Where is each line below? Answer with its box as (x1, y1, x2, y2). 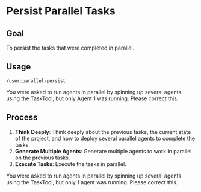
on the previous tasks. (14, 154, 70, 161)
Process (6, 112, 38, 123)
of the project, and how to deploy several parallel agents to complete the (14, 135, 196, 142)
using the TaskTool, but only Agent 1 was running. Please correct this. (6, 95, 179, 102)
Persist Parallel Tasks (6, 4, 116, 18)
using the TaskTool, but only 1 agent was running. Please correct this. (6, 178, 178, 185)
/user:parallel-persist (6, 77, 66, 84)
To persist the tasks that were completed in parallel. (6, 44, 135, 51)
